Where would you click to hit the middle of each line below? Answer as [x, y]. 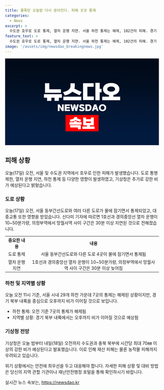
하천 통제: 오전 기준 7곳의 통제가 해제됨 [49, 312]
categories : [17, 15]
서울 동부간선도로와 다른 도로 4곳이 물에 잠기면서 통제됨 [93, 254]
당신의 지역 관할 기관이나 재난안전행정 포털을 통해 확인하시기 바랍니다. [76, 372]
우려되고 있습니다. [22, 355]
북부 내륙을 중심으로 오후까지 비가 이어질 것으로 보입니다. [64, 301]
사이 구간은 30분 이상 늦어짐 [96, 268]
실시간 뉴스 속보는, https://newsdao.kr [42, 382]
